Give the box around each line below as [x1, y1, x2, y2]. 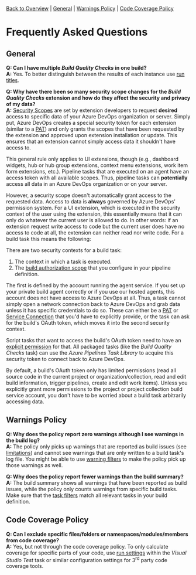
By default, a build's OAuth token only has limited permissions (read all [6, 367, 177, 374]
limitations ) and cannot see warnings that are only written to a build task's [6, 449, 184, 456]
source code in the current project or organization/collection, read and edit [6, 373, 187, 380]
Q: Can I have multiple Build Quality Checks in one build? [6, 64, 147, 71]
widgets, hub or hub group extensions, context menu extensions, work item [6, 162, 188, 169]
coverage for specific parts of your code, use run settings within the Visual [6, 549, 187, 556]
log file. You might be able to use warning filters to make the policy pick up [6, 455, 186, 462]
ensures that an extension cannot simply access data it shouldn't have [6, 138, 176, 145]
